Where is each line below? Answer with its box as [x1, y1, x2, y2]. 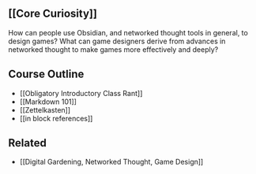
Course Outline [8, 68, 85, 81]
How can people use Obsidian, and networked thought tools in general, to [8, 28, 249, 37]
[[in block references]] [19, 113, 93, 123]
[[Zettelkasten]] [19, 105, 71, 114]
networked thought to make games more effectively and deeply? [8, 44, 219, 54]
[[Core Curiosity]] [8, 7, 97, 20]
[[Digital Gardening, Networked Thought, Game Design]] [19, 157, 204, 167]
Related [8, 136, 47, 150]
